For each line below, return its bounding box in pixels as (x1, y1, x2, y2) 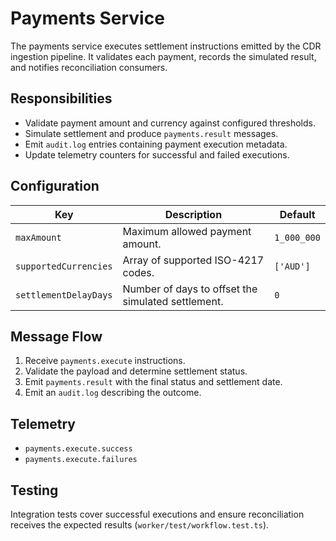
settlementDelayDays (15, 289, 113, 301)
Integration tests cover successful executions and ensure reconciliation (10, 508, 305, 520)
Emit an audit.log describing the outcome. (24, 387, 202, 399)
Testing (10, 482, 59, 499)
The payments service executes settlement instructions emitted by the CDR (10, 40, 322, 52)
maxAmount (15, 232, 62, 243)
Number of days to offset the (122, 282, 258, 296)
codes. (122, 265, 155, 279)
